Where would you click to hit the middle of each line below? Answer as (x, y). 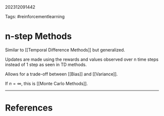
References (29, 108)
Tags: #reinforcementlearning (35, 16)
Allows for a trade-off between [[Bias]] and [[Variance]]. (61, 74)
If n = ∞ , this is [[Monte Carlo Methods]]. (46, 83)
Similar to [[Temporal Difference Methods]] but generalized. (65, 50)
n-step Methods (39, 36)
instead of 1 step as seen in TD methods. (46, 64)
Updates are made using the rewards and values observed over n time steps (82, 59)
